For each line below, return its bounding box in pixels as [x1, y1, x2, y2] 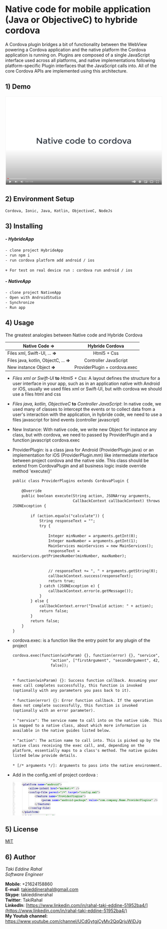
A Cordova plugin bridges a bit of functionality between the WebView [5, 41, 148, 47]
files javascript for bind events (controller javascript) [12, 417, 120, 423]
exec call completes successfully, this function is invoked [12, 683, 143, 688]
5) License [5, 825, 38, 833]
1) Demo [5, 83, 31, 91]
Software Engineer [5, 871, 44, 877]
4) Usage [5, 319, 34, 327]
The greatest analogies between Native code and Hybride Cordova [5, 332, 143, 338]
